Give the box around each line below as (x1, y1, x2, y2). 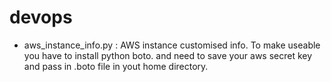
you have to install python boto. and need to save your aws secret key (23, 49, 313, 61)
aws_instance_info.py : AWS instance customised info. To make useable (23, 39, 321, 51)
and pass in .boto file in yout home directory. (23, 60, 209, 72)
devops (9, 6, 73, 29)
